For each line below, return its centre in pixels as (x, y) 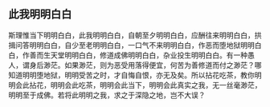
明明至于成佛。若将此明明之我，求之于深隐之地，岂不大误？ (107, 95)
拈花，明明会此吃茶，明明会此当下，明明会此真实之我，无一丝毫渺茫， (145, 85)
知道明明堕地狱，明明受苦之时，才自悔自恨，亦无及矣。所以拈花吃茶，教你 (131, 75)
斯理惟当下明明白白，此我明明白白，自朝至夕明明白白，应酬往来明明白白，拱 (135, 35)
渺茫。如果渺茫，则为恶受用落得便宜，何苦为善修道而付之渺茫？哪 (152, 65)
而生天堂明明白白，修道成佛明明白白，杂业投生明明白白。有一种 (141, 55)
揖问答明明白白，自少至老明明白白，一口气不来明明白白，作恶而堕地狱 (125, 45)
